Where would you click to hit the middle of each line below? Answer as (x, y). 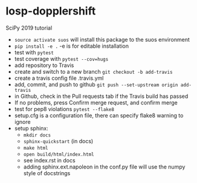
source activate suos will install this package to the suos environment (102, 39)
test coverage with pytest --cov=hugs (61, 59)
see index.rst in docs (50, 160)
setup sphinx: (31, 128)
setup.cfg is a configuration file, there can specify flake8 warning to (99, 115)
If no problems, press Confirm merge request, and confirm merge (96, 102)
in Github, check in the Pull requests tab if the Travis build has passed (101, 96)
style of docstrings (47, 173)
